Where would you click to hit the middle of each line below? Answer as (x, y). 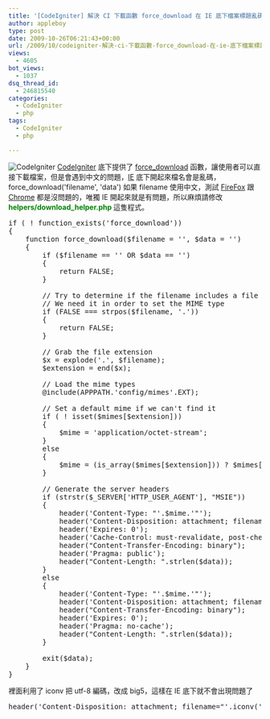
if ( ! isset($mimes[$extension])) (112, 416)
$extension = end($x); (87, 368)
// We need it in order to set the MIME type (133, 303)
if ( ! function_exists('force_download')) (95, 223)
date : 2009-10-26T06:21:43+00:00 (64, 38)
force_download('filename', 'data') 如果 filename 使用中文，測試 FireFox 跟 (131, 187)
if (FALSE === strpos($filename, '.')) (121, 312)
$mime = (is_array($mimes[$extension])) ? (144, 465)
